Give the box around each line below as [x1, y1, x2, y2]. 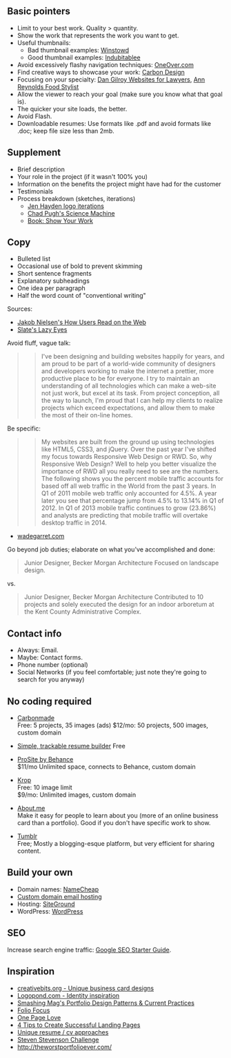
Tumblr [17, 832, 38, 840]
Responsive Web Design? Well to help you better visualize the [41, 460, 217, 469]
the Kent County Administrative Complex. [23, 607, 142, 616]
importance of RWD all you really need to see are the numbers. [41, 467, 221, 475]
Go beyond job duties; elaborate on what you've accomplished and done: [7, 545, 216, 554]
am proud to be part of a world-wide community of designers [41, 359, 216, 368]
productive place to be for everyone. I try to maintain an [41, 375, 200, 383]
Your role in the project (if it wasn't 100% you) [17, 172, 148, 180]
